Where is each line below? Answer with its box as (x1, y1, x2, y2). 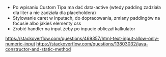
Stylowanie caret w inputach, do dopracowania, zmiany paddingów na (12, 15, 160, 21)
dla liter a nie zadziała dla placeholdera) (12, 10, 96, 16)
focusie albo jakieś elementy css (12, 20, 81, 26)
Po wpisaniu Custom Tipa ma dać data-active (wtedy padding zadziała (12, 5, 161, 10)
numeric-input (5, 41, 36, 47)
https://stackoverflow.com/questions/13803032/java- (36, 41, 149, 47)
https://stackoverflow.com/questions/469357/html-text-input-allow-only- (5, 35, 159, 41)
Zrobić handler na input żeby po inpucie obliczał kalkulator (12, 26, 136, 32)
